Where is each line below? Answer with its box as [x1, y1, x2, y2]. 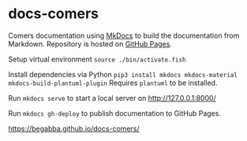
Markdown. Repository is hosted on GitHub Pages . [8, 39, 172, 48]
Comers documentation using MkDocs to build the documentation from [8, 31, 240, 40]
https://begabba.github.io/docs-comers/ [8, 124, 140, 133]
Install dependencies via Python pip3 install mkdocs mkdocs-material [8, 69, 238, 79]
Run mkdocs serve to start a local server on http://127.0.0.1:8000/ [8, 93, 217, 102]
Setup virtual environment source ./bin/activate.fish [8, 54, 186, 64]
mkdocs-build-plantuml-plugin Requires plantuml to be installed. [8, 78, 218, 87]
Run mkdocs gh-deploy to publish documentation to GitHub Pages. [8, 108, 221, 118]
